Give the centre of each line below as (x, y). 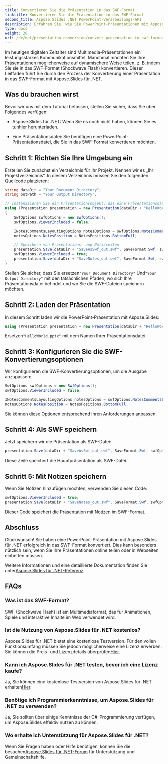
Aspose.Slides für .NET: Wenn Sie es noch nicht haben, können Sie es (84, 121)
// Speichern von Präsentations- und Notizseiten (67, 245)
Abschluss (22, 527)
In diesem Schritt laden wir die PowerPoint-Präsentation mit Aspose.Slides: (82, 317)
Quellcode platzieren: (27, 181)
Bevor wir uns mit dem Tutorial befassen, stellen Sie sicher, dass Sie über (81, 106)
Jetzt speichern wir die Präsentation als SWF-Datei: (58, 441)
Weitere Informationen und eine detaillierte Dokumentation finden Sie (76, 565)
